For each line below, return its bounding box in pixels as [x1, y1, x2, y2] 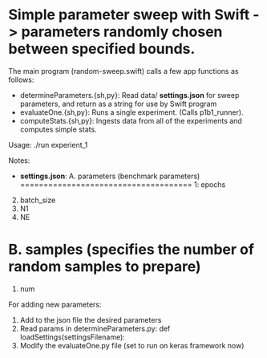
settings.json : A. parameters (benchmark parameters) [19, 171, 200, 181]
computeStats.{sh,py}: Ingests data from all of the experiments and [19, 116, 242, 125]
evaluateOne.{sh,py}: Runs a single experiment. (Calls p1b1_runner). [19, 107, 244, 117]
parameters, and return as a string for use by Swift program [19, 99, 217, 108]
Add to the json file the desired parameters [19, 315, 162, 324]
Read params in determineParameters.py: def [19, 323, 171, 333]
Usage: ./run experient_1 [8, 140, 88, 149]
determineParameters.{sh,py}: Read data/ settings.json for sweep [19, 90, 240, 100]
